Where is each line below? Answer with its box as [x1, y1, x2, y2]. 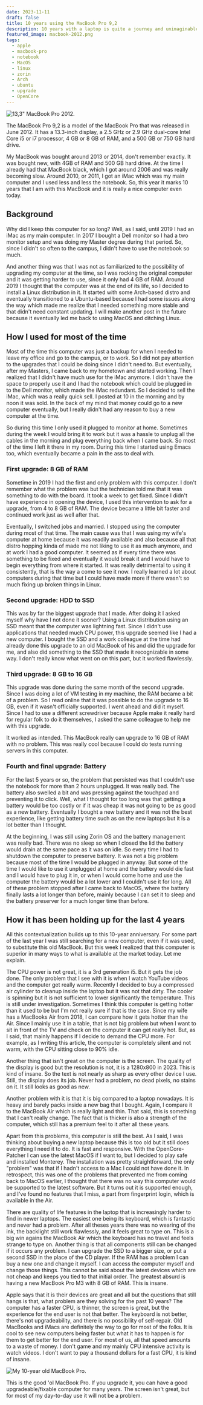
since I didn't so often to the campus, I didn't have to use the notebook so [6, 244, 190, 252]
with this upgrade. [6, 722, 51, 729]
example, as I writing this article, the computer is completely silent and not [6, 1039, 192, 1047]
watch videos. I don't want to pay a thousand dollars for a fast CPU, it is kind [6, 1349, 196, 1356]
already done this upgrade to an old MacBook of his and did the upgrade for [6, 642, 196, 649]
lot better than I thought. [6, 821, 67, 828]
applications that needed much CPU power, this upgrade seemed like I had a [6, 629, 197, 636]
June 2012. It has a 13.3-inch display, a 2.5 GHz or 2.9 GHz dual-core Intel [6, 128, 191, 135]
